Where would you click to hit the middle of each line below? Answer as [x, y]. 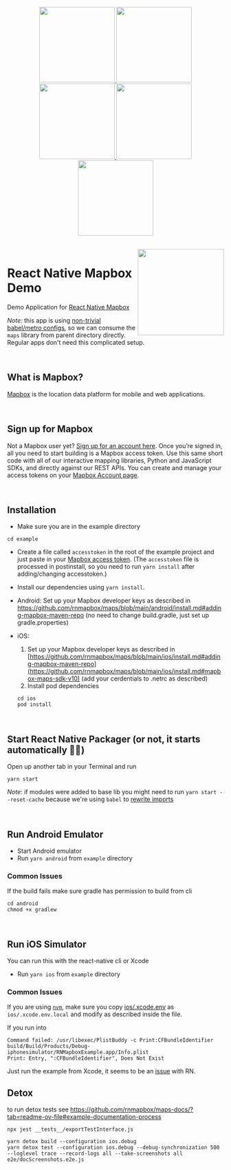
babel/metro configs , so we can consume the [71, 327]
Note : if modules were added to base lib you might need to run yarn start [112, 792]
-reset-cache [26, 800]
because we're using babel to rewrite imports [110, 799]
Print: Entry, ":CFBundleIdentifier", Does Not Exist [86, 1058]
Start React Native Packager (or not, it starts [104, 739]
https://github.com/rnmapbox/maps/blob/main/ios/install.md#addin [125, 657]
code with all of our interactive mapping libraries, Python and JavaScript [109, 460]
